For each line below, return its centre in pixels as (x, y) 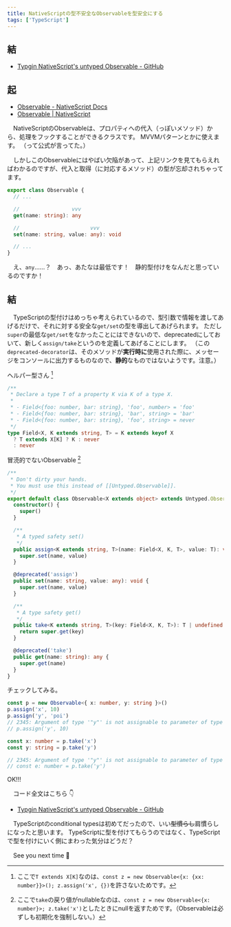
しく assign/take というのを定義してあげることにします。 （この (120, 343)
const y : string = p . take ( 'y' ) (52, 748)
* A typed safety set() (50, 536)
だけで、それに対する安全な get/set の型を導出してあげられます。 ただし (120, 326)
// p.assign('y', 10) (38, 729)
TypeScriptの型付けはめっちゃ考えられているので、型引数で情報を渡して (115, 317)
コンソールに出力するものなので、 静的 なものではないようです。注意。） (119, 360)
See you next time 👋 (41, 855)
